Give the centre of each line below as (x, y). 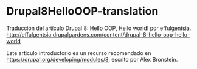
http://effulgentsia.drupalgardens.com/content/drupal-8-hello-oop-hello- (98, 34)
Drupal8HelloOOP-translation (82, 11)
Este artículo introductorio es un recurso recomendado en (79, 53)
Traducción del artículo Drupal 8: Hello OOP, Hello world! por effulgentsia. (99, 28)
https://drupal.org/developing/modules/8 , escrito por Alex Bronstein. (92, 59)
